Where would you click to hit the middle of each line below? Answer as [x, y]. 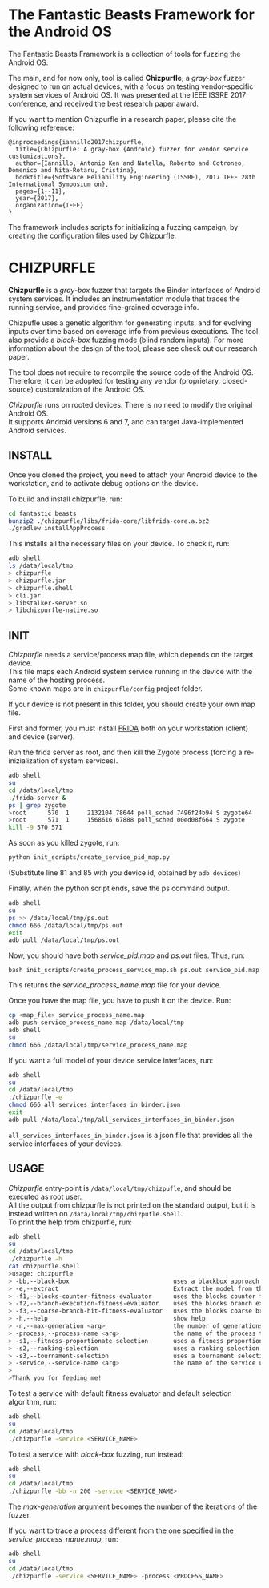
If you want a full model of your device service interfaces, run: [111, 1060]
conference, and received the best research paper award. [103, 103]
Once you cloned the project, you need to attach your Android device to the [133, 475]
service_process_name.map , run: [63, 1539]
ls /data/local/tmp [41, 566]
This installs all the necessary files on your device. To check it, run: [119, 544]
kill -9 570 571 [35, 828]
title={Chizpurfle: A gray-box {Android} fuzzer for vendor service [132, 149]
